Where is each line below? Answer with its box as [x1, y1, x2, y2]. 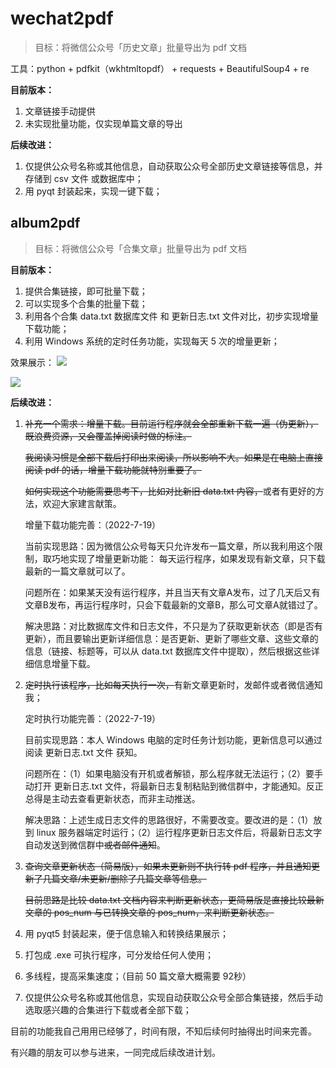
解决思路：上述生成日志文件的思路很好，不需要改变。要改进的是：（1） [24, 813, 314, 826]
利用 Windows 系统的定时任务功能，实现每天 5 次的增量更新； [24, 335, 280, 347]
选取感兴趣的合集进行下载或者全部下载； [24, 1003, 192, 1016]
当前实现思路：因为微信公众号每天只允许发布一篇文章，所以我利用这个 [24, 540, 315, 552]
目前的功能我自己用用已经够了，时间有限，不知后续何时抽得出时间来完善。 [10, 1025, 317, 1037]
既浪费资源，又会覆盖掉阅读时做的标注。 [24, 430, 192, 442]
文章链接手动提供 [24, 105, 96, 117]
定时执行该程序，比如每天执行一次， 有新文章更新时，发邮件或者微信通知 [24, 678, 323, 691]
